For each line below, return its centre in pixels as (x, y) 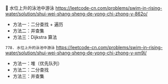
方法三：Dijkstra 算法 (35, 37)
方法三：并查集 (28, 76)
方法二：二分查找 (31, 70)
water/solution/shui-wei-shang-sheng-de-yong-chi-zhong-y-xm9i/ (76, 53)
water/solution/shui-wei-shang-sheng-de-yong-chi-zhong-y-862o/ (77, 14)
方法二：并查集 (28, 31)
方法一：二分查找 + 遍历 (38, 24)
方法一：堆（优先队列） (37, 63)
